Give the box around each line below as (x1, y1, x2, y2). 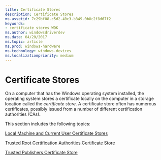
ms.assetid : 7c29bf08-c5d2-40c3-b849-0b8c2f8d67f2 (5, 16, 111, 21)
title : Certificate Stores (5, 7, 61, 12)
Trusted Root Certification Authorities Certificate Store (5, 140, 115, 146)
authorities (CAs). (5, 111, 41, 117)
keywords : (5, 21, 26, 26)
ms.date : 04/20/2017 (5, 35, 48, 40)
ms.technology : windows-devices (5, 48, 71, 53)
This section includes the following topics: (5, 121, 91, 127)
